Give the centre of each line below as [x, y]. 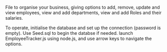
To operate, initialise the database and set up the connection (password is [83, 28]
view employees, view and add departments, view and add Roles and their [83, 13]
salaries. [14, 18]
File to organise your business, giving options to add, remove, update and [82, 7]
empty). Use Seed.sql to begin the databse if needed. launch [69, 33]
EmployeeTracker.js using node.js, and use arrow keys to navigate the [79, 38]
